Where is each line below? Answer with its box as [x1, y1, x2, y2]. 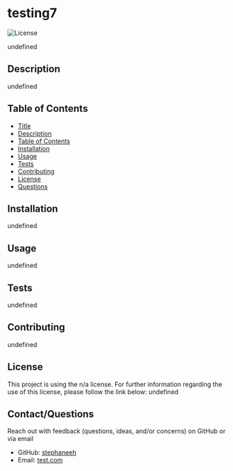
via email [7, 435, 34, 443]
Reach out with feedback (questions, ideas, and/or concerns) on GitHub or [7, 427, 226, 435]
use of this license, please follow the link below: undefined [7, 387, 179, 396]
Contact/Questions [7, 408, 94, 420]
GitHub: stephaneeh [17, 448, 77, 457]
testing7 [7, 5, 58, 21]
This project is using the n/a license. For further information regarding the [7, 380, 222, 388]
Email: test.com [17, 456, 63, 465]
